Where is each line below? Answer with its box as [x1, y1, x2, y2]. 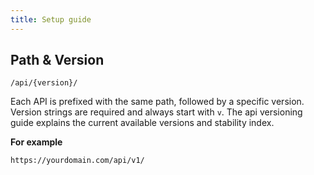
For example [10, 136, 63, 148]
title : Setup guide [10, 14, 92, 25]
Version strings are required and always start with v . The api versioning [10, 106, 303, 118]
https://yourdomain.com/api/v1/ [10, 156, 145, 166]
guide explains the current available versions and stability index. [10, 117, 275, 129]
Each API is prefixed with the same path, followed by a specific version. [10, 96, 305, 108]
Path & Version [10, 52, 105, 69]
